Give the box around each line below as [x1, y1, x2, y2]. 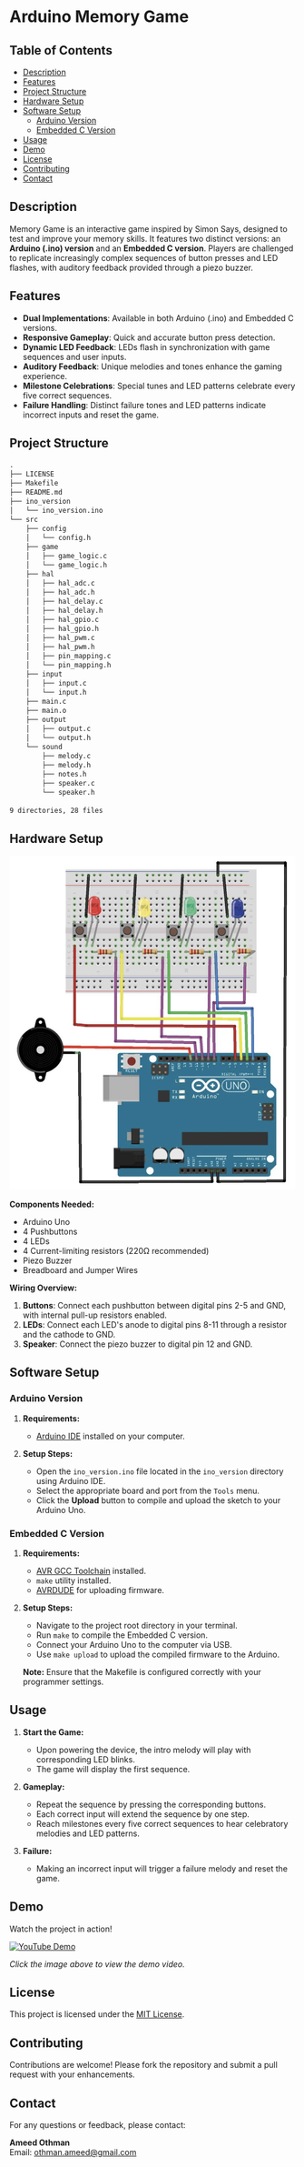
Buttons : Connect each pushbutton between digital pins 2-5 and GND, [22, 1300, 287, 1311]
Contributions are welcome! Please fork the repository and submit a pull [9, 2060, 279, 2071]
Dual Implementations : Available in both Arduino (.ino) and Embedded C [22, 312, 294, 324]
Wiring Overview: [9, 1282, 77, 1293]
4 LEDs [22, 1236, 50, 1247]
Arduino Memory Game [9, 6, 189, 27]
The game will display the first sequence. [35, 1763, 191, 1774]
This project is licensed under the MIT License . [9, 2009, 185, 2020]
